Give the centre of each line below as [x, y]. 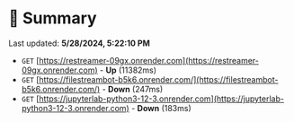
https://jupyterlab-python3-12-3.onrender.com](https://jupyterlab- [162, 99]
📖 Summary [53, 18]
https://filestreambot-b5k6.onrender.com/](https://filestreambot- [159, 79]
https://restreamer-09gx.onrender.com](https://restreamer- [149, 60]
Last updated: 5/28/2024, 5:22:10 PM [79, 43]
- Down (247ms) [133, 89]
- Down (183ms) [161, 108]
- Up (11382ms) [128, 70]
